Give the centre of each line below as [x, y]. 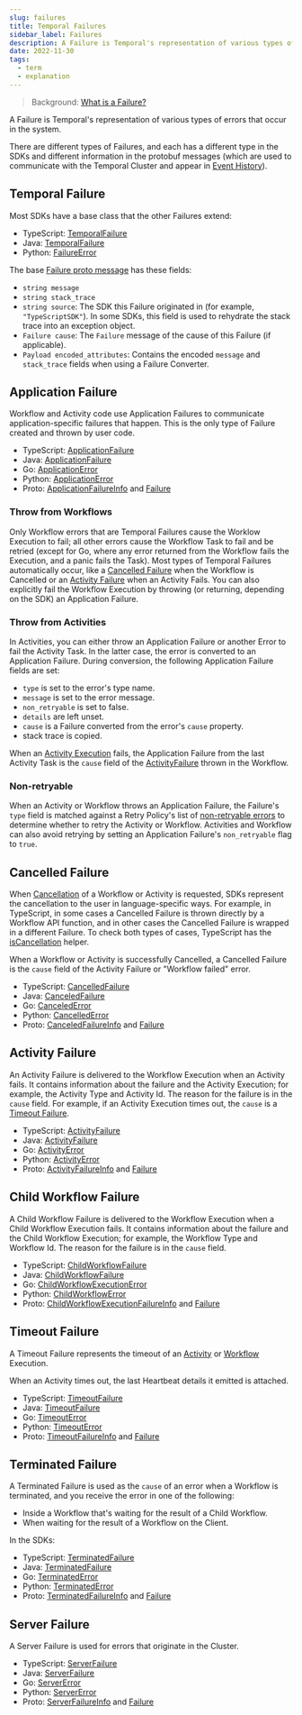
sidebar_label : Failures [56, 34]
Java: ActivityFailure [60, 1140]
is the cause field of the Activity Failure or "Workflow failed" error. [130, 969]
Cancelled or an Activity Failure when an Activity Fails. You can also [135, 579]
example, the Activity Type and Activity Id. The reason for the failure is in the [151, 1094]
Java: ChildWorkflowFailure [73, 1274]
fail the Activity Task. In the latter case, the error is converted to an [133, 651]
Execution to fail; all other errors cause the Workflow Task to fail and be [142, 541]
